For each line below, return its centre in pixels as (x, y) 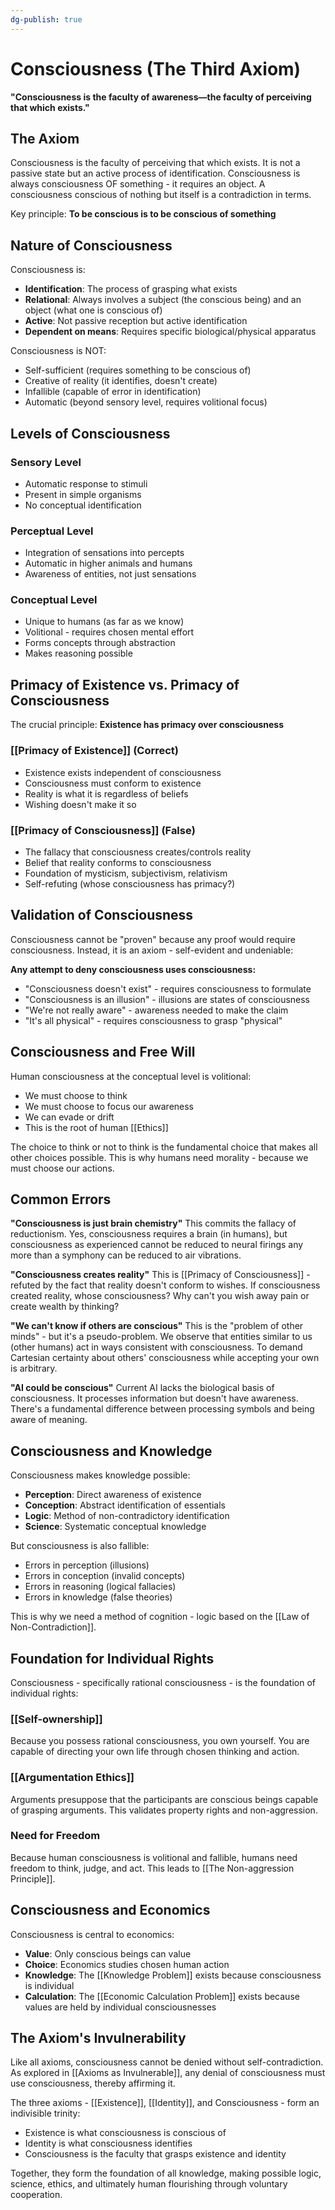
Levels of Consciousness (90, 433)
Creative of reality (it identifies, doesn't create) (121, 381)
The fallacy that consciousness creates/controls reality (138, 852)
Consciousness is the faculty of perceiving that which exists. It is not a (155, 163)
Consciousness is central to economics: (92, 1934)
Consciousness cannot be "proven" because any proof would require (153, 939)
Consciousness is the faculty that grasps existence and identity (155, 2154)
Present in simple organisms (83, 494)
